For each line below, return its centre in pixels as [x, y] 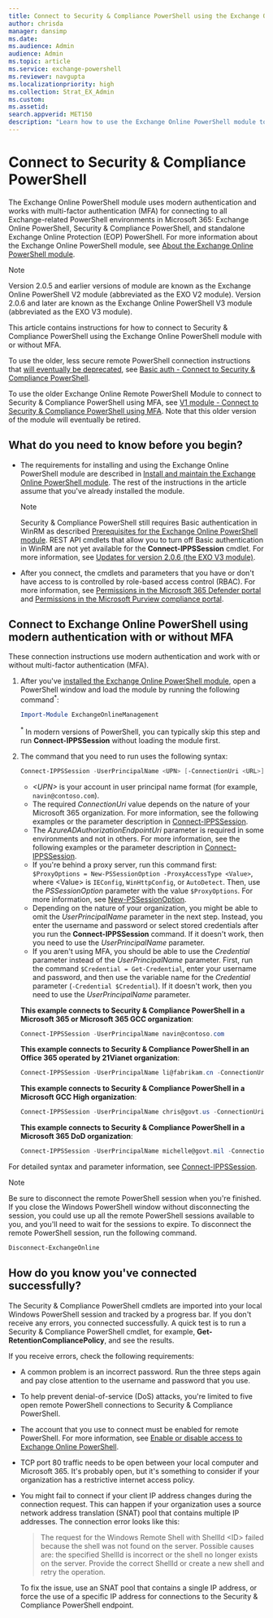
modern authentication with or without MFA [121, 638]
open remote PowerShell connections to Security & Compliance [126, 1405]
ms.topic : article [39, 62]
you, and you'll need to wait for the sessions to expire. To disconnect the [130, 1224]
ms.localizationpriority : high [61, 84]
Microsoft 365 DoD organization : [76, 1137]
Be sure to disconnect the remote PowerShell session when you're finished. [135, 1198]
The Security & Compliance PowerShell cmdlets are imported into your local [135, 1305]
